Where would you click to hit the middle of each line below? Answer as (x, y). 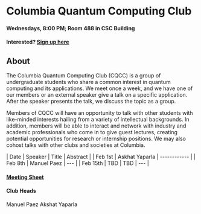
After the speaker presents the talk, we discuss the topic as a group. (91, 102)
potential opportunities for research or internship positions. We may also (96, 139)
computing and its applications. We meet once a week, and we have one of (100, 88)
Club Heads (21, 191)
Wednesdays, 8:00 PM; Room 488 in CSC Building (71, 28)
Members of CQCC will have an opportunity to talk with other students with (100, 113)
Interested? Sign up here (38, 42)
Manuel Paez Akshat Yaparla (42, 204)
